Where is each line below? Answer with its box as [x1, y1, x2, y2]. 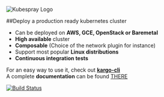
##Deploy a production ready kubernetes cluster [6, 17, 127, 24]
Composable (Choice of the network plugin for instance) [14, 42, 156, 49]
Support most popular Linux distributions [14, 48, 119, 55]
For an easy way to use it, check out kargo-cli [6, 66, 120, 74]
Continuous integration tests [14, 55, 89, 61]
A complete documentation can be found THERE [6, 73, 128, 80]
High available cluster [14, 36, 70, 42]
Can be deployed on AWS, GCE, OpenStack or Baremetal [14, 29, 158, 36]
